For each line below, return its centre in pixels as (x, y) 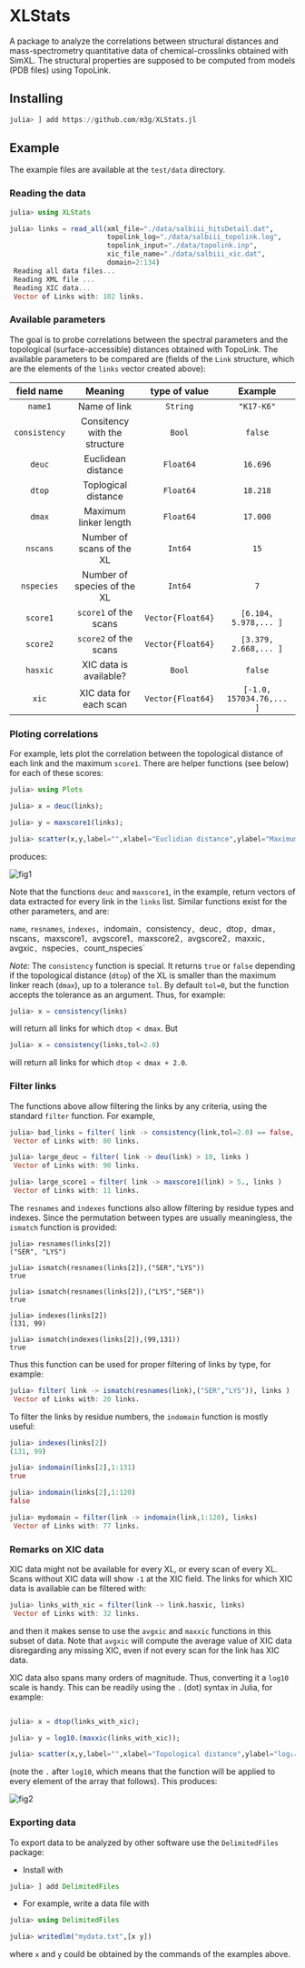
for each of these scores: (57, 773)
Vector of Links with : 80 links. (77, 1141)
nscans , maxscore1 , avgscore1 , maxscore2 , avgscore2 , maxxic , (138, 938)
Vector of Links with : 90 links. (77, 1166)
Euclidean (105, 459)
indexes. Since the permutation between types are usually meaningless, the (151, 1217)
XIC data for (105, 692)
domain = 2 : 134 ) (133, 263)
